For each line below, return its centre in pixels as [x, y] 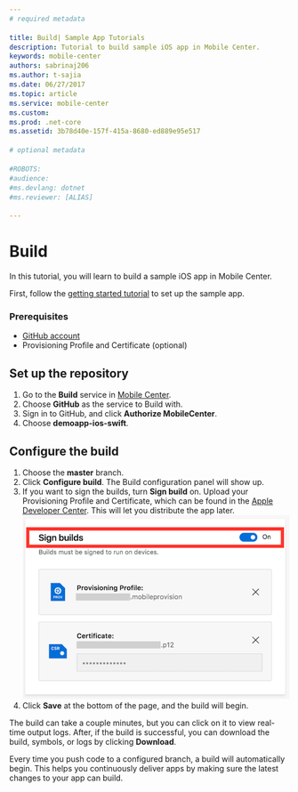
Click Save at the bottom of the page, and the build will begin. [135, 705]
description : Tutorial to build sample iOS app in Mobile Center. [135, 47]
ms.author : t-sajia [45, 76]
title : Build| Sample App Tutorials [77, 37]
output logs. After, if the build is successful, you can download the [148, 732]
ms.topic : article [43, 93]
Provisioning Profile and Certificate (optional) [105, 345]
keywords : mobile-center [55, 57]
